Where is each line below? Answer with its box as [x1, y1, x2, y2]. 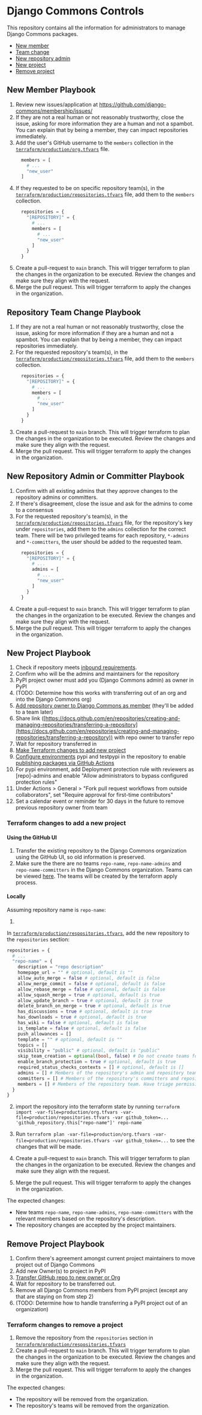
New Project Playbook [7, 648, 91, 658]
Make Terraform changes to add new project [15, 746, 126, 754]
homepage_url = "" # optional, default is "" [17, 970, 134, 976]
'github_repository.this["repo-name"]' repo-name [15, 1120, 143, 1126]
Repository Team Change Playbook [7, 307, 141, 317]
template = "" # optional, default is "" [17, 1036, 122, 1043]
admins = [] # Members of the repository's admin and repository [17, 1070, 185, 1076]
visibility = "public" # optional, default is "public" [17, 1047, 161, 1053]
